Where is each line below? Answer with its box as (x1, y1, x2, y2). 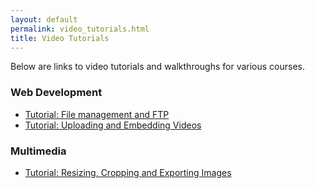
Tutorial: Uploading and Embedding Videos (24, 119, 202, 131)
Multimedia (10, 144, 67, 158)
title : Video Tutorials (10, 33, 110, 43)
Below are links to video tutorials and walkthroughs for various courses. (10, 61, 306, 73)
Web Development (10, 86, 103, 100)
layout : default (10, 14, 78, 25)
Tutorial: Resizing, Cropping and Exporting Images (24, 166, 232, 178)
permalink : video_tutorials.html (10, 24, 150, 34)
